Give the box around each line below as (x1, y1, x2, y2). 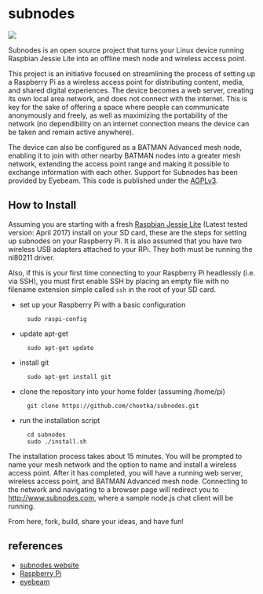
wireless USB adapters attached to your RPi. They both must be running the (8, 244, 253, 253)
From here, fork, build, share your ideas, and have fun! (8, 516, 184, 526)
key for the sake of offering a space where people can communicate (8, 102, 229, 111)
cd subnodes (27, 431, 66, 439)
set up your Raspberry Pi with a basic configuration (19, 300, 186, 309)
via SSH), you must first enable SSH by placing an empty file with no (8, 276, 229, 286)
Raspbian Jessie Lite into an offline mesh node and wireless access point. (8, 53, 247, 63)
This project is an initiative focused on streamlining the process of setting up (8, 68, 256, 78)
